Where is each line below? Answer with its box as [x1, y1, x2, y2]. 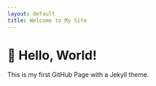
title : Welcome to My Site [7, 17, 87, 24]
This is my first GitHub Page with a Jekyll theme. [7, 70, 149, 79]
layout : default [7, 10, 55, 18]
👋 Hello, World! [7, 47, 97, 63]
